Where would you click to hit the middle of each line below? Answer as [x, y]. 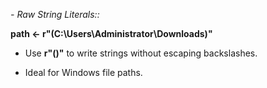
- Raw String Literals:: [55, 14]
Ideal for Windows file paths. [83, 72]
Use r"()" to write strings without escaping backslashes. [141, 53]
